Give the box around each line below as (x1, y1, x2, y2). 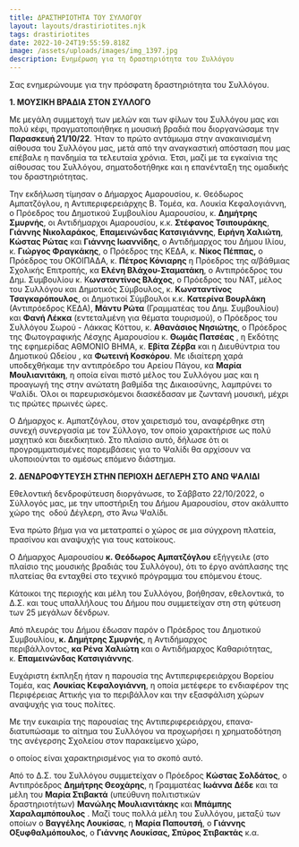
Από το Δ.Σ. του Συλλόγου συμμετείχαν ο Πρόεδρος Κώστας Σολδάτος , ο (9, 770, 288, 781)
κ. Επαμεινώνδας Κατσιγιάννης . (9, 653, 134, 663)
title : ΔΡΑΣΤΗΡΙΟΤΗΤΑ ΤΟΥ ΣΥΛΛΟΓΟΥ (9, 13, 142, 22)
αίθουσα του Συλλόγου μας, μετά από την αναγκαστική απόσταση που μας (9, 143, 291, 153)
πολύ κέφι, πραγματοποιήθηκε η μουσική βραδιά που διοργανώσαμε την (9, 124, 279, 134)
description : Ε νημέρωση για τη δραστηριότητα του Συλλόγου (9, 55, 235, 64)
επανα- (226, 716, 253, 727)
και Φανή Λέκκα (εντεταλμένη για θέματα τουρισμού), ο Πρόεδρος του (9, 313, 278, 323)
